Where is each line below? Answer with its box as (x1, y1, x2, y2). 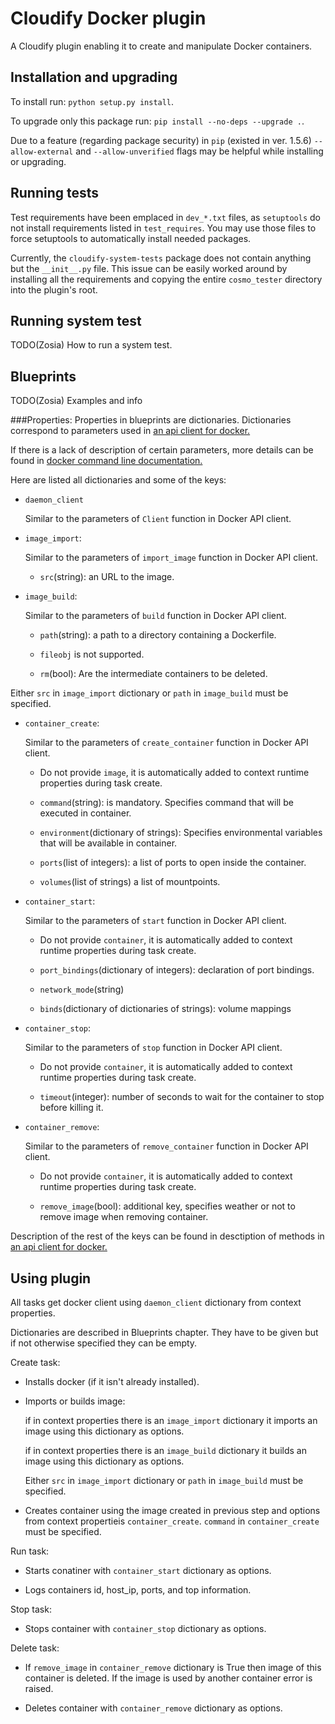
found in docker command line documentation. (10, 455, 203, 467)
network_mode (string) (39, 983, 125, 996)
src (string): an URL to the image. (39, 571, 175, 583)
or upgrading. (10, 155, 67, 167)
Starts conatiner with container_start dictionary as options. (24, 1565, 272, 1576)
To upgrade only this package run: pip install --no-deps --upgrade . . (10, 115, 305, 127)
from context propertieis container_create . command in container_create (24, 1515, 320, 1527)
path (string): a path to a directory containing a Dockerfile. (39, 629, 277, 641)
